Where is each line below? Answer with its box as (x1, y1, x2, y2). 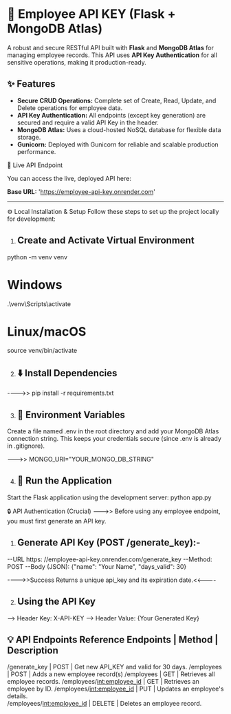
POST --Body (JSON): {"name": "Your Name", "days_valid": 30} (7, 562, 187, 570)
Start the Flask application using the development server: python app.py (7, 493, 212, 501)
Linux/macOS (7, 323, 87, 339)
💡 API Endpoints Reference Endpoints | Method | (7, 634, 219, 645)
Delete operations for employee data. (16, 103, 123, 112)
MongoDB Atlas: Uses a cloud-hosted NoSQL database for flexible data (16, 125, 221, 133)
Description (7, 645, 58, 656)
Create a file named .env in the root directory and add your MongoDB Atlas (7, 427, 219, 435)
